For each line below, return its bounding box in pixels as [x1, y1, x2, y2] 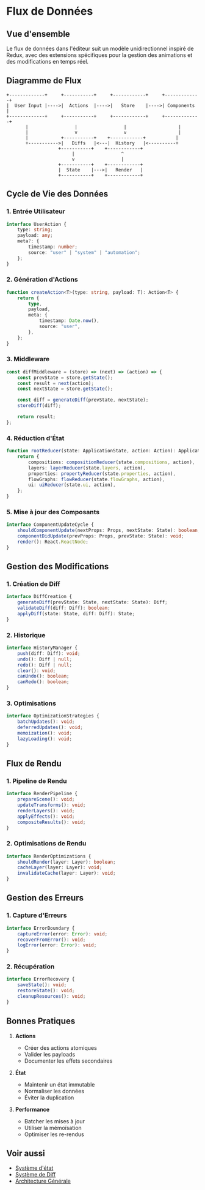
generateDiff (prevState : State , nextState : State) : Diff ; [17, 599, 168, 605]
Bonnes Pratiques [6, 1016, 76, 1027]
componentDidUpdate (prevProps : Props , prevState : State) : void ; [17, 533, 184, 539]
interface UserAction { [6, 221, 67, 227]
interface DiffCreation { [6, 594, 72, 600]
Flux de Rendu [6, 758, 62, 769]
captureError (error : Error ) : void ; [17, 930, 108, 937]
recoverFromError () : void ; [17, 937, 86, 943]
